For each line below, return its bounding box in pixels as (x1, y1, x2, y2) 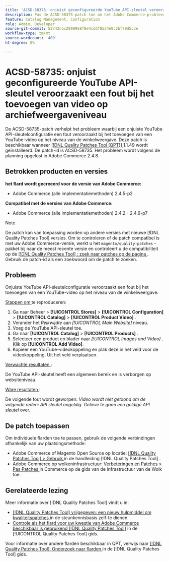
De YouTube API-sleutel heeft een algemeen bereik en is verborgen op (5, 371, 151, 378)
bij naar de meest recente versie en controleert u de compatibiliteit (20, 245, 158, 252)
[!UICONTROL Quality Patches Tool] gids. (12, 530, 99, 537)
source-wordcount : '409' (5, 36, 57, 41)
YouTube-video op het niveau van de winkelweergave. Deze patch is (5, 137, 147, 143)
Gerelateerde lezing (5, 486, 68, 494)
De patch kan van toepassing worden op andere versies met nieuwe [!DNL (5, 229, 159, 235)
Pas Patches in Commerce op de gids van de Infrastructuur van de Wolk (12, 466, 162, 472)
